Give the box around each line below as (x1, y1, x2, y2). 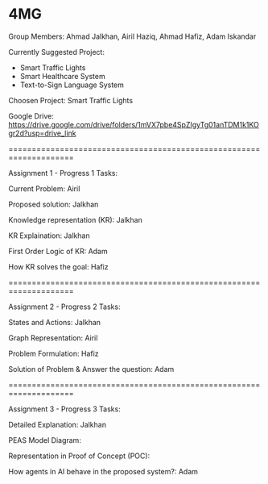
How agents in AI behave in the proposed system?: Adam (8, 466, 199, 476)
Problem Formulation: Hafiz (8, 348, 99, 358)
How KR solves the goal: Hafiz (8, 261, 109, 271)
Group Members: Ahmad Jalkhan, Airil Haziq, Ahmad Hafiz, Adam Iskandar (8, 31, 257, 41)
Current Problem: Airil (8, 183, 80, 194)
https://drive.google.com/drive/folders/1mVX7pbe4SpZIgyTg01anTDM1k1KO (8, 119, 259, 129)
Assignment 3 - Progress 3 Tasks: (8, 404, 121, 414)
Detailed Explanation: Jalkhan (8, 419, 107, 429)
